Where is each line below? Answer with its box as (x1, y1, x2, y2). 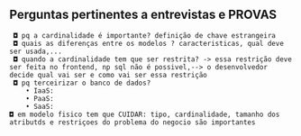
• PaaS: (25, 94, 54, 103)
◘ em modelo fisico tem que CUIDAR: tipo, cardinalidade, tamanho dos (9, 110, 280, 119)
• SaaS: (25, 102, 54, 111)
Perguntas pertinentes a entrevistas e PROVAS (9, 7, 278, 23)
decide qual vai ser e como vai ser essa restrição (9, 70, 207, 79)
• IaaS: (25, 86, 54, 95)
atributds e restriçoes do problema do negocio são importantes (9, 117, 256, 127)
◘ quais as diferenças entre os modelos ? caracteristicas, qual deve (13, 39, 284, 48)
